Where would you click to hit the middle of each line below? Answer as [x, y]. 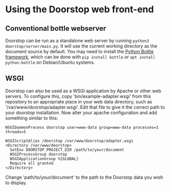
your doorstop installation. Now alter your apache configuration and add [81, 112]
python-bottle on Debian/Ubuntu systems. [50, 62]
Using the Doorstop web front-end [80, 9]
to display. [16, 182]
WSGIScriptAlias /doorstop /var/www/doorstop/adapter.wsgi [69, 141]
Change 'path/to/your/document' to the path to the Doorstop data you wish [84, 177]
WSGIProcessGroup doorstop [39, 154]
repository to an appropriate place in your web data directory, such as [79, 101]
